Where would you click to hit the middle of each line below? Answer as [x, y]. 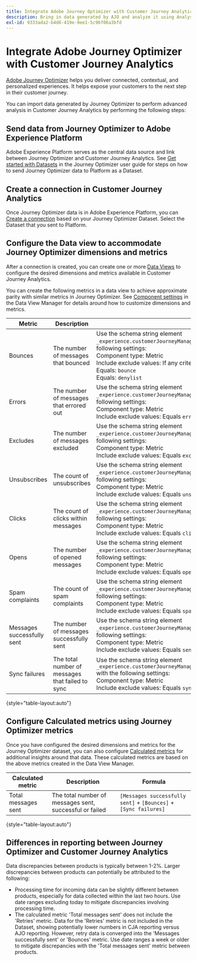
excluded [66, 448]
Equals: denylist [119, 377]
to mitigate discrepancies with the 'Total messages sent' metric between [102, 946]
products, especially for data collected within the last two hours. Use [97, 896]
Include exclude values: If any [137, 363]
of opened [67, 557]
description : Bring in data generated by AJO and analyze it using [90, 17]
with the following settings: [133, 673]
